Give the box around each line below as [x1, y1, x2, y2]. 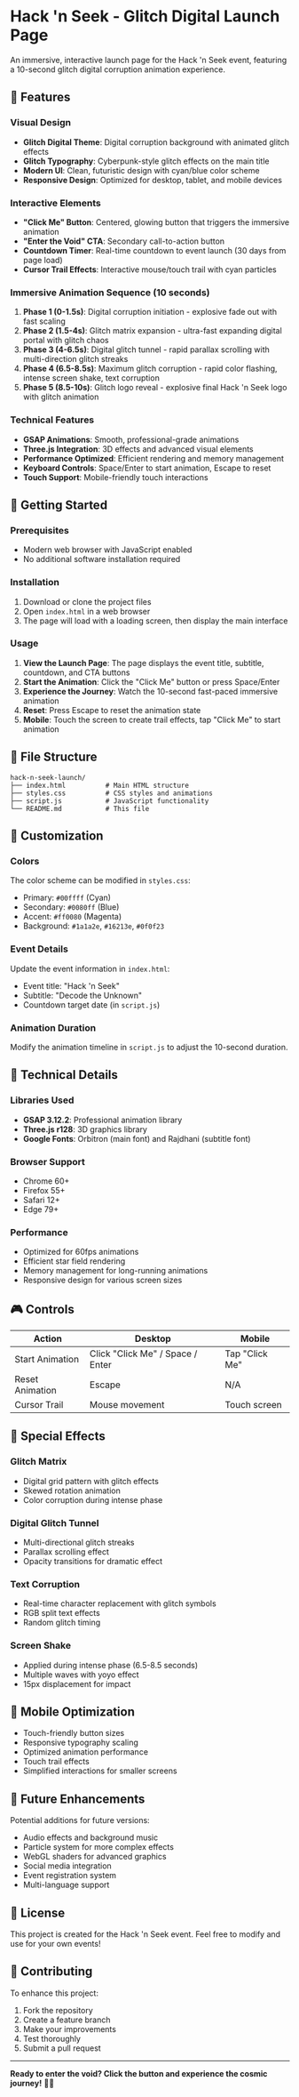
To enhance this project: [10, 1988, 98, 1998]
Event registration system [22, 1870, 117, 1881]
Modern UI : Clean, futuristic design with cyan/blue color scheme [22, 165, 260, 175]
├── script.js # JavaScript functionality [10, 796, 209, 806]
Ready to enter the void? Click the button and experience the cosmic [10, 2068, 268, 2078]
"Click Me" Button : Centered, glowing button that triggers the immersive [22, 216, 290, 228]
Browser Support [10, 1155, 85, 1168]
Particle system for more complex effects [22, 1842, 174, 1852]
